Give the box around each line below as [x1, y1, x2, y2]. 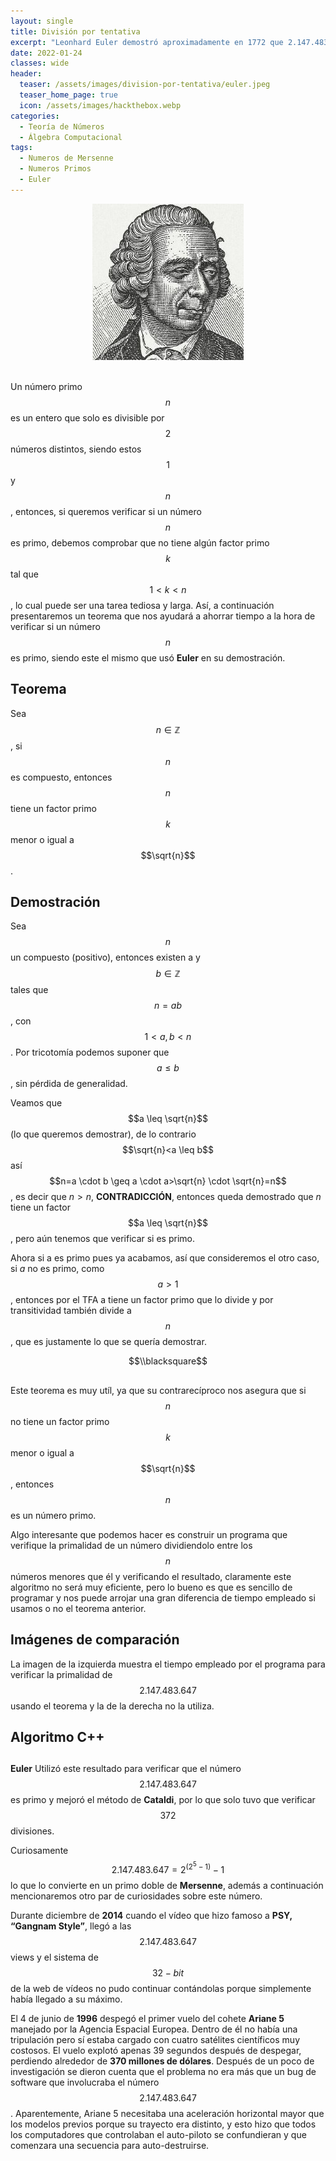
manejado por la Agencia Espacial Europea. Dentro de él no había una [10, 2023, 298, 2035]
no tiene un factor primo [10, 1415, 110, 1427]
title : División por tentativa [10, 26, 141, 37]
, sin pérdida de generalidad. [10, 1078, 128, 1090]
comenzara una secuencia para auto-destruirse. [10, 2139, 210, 2151]
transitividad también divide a [10, 1305, 132, 1317]
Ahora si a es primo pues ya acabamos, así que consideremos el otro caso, [10, 1252, 320, 1264]
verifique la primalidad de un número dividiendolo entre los [10, 1539, 253, 1551]
